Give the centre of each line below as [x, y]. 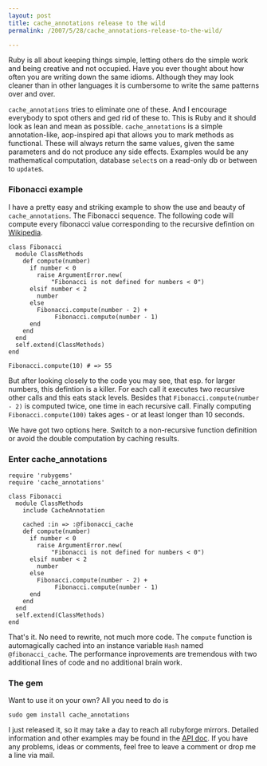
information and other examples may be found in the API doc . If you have [128, 738]
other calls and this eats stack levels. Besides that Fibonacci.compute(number [134, 397]
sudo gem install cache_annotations [69, 715]
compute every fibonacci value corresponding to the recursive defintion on [132, 223]
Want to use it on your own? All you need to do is [88, 701]
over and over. [32, 94]
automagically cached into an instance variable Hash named [106, 645]
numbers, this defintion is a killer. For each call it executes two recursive [127, 389]
